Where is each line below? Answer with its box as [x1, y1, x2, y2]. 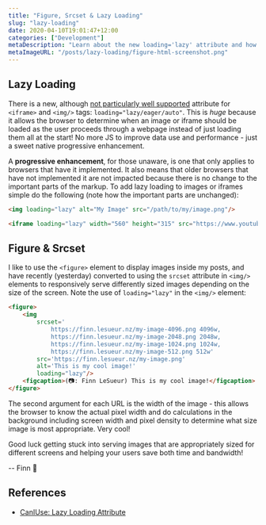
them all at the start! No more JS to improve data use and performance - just [8, 132, 258, 142]
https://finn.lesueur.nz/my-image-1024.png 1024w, [50, 340, 222, 348]
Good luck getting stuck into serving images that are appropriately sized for [8, 439, 255, 449]
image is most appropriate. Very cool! [8, 423, 131, 433]
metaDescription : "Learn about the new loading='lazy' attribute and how [8, 41, 257, 49]
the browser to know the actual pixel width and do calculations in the [8, 407, 233, 416]
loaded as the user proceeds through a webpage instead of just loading [8, 124, 241, 133]
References [8, 486, 66, 500]
